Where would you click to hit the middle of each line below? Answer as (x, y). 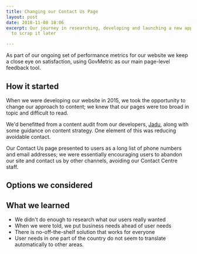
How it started (33, 86)
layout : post (22, 17)
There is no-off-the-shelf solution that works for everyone (85, 232)
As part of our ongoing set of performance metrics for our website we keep (97, 55)
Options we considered (49, 186)
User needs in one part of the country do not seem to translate (90, 238)
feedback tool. (23, 68)
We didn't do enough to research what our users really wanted (90, 220)
